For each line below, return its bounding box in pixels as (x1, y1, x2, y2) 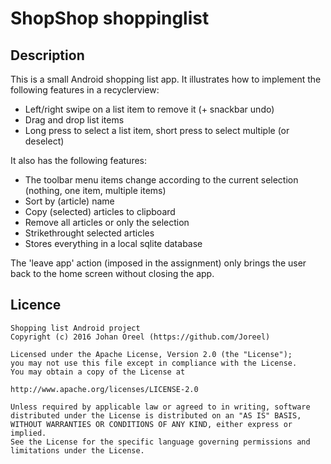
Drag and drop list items (24, 114, 125, 126)
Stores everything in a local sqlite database (24, 238, 203, 249)
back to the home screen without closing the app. (10, 268, 215, 279)
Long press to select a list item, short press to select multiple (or (24, 125, 290, 136)
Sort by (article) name (24, 195, 115, 207)
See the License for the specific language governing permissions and (10, 437, 311, 447)
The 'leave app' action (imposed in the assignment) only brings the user (10, 257, 307, 269)
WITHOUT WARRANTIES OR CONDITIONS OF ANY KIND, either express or (10, 419, 293, 429)
